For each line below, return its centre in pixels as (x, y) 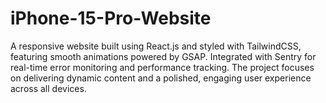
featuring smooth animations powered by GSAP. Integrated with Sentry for (163, 56)
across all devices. (48, 88)
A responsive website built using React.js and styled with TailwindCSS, (156, 46)
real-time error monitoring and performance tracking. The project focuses (162, 67)
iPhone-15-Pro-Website (111, 18)
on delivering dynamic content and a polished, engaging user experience (161, 78)
